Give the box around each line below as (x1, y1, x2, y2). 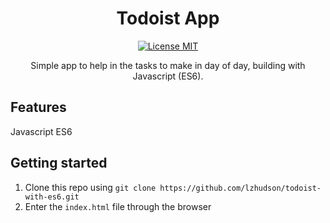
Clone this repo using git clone (24, 181, 157, 193)
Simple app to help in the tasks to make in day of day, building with (30, 59, 306, 71)
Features (10, 99, 67, 116)
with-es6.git (24, 192, 80, 202)
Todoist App (116, 7, 220, 30)
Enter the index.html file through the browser (24, 200, 212, 212)
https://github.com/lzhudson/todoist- (159, 183, 322, 193)
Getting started (10, 155, 108, 172)
